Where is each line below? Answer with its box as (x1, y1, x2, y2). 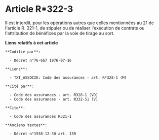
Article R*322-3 (5, 3, 73, 15)
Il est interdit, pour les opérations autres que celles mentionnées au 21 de (5, 20, 154, 26)
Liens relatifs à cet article (5, 39, 58, 45)
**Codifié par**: (5, 49, 41, 54)
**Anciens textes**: (5, 122, 48, 128)
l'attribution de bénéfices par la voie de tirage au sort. (5, 30, 115, 36)
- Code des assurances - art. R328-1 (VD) (9, 92, 98, 97)
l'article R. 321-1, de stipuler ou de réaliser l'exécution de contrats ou (5, 25, 145, 31)
